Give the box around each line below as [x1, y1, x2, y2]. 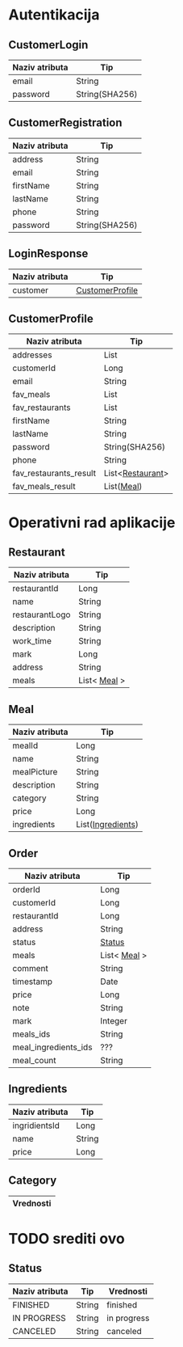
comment [12, 963, 48, 974]
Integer [100, 1016, 127, 1027]
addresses [12, 349, 52, 361]
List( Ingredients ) [76, 819, 139, 830]
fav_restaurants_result [12, 467, 97, 479]
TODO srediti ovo [8, 1229, 125, 1248]
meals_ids [12, 1028, 51, 1040]
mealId [12, 740, 39, 751]
